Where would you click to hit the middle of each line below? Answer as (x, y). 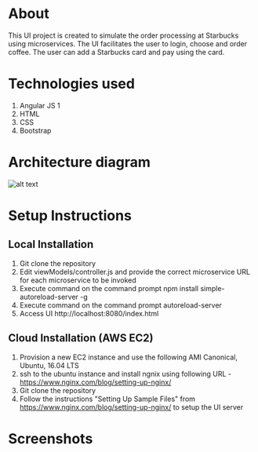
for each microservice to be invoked (78, 280)
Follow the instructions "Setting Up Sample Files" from (107, 399)
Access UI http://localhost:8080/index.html (89, 313)
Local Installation (51, 244)
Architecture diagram (79, 162)
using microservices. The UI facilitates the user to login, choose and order (128, 43)
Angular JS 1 (40, 105)
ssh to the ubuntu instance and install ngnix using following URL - (125, 374)
